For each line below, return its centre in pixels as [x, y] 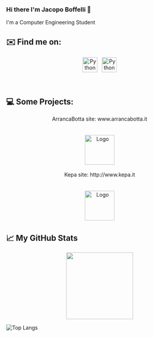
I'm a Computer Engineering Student [51, 23]
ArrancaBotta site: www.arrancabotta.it [100, 119]
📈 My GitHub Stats [42, 238]
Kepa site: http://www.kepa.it [100, 174]
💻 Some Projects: [40, 101]
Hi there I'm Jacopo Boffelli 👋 [49, 10]
